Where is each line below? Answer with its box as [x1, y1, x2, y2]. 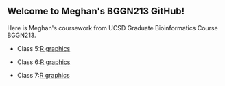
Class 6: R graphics [16, 58, 71, 66]
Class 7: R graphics [16, 71, 70, 79]
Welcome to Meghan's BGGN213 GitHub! [7, 6, 185, 17]
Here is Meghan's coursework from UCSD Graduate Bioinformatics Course [7, 23, 218, 32]
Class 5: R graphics [16, 44, 71, 52]
